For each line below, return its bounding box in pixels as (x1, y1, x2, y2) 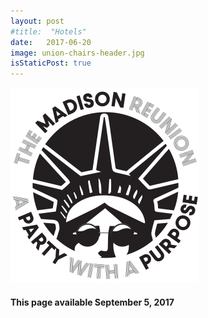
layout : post (10, 16, 65, 26)
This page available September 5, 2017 (10, 296, 175, 308)
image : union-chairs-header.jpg (10, 48, 145, 58)
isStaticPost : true (10, 58, 92, 69)
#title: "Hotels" (10, 26, 87, 37)
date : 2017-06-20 (10, 37, 92, 47)
